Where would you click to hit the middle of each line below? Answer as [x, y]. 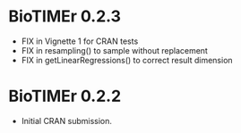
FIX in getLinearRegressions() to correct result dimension [127, 60]
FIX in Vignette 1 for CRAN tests [80, 41]
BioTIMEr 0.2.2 [65, 96]
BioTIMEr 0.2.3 [65, 17]
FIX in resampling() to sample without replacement [114, 50]
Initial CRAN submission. [67, 121]
